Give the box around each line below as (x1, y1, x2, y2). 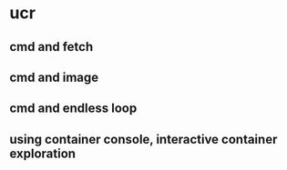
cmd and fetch (9, 39, 94, 55)
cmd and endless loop (9, 101, 138, 116)
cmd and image (9, 69, 99, 85)
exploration (9, 145, 76, 161)
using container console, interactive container (9, 131, 278, 147)
